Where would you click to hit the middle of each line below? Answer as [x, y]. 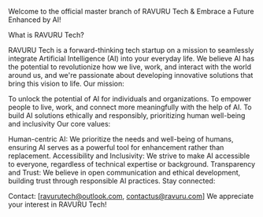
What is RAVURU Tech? [46, 35]
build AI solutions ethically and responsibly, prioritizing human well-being [127, 116]
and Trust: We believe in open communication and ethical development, [124, 173]
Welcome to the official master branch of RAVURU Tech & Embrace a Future [131, 11]
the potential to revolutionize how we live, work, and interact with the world [130, 67]
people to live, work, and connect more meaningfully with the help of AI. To [130, 107]
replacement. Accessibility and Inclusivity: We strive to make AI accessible [129, 156]
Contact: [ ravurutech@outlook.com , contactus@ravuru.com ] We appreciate [131, 196]
